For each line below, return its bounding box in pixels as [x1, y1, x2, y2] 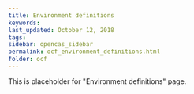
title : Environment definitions [8, 11, 114, 20]
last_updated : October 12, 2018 [8, 26, 114, 34]
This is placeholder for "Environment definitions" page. [8, 76, 187, 86]
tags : [8, 33, 26, 42]
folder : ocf [8, 56, 47, 63]
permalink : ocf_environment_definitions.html [8, 48, 160, 56]
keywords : [8, 19, 41, 27]
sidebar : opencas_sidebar [8, 41, 93, 49]
